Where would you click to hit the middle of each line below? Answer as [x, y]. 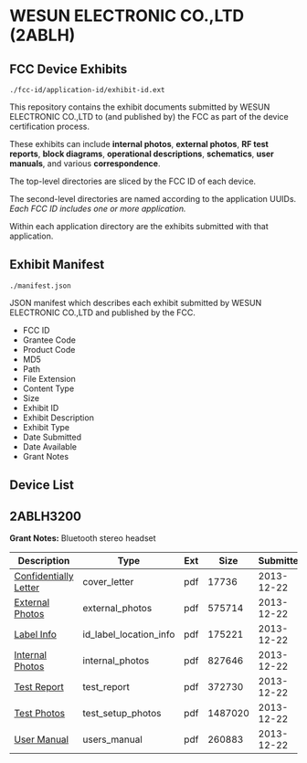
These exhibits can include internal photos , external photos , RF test [139, 144]
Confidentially [44, 577]
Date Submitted [52, 437]
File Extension [49, 378]
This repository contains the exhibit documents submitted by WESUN [140, 107]
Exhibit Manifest [57, 265]
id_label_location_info [129, 634]
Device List [42, 485]
